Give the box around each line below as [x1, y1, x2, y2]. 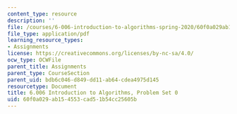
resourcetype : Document [7, 83, 78, 90]
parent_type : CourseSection [7, 69, 90, 76]
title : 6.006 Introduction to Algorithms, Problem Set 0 [7, 89, 178, 96]
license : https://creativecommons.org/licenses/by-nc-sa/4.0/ [7, 50, 194, 57]
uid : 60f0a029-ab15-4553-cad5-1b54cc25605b [7, 96, 138, 103]
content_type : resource [7, 10, 78, 18]
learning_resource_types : [7, 37, 83, 44]
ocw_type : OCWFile [7, 57, 61, 64]
